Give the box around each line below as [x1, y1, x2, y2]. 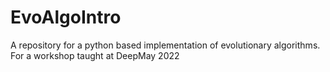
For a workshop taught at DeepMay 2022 [10, 49, 180, 61]
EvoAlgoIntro [10, 6, 122, 29]
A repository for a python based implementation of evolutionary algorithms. [10, 39, 321, 51]
